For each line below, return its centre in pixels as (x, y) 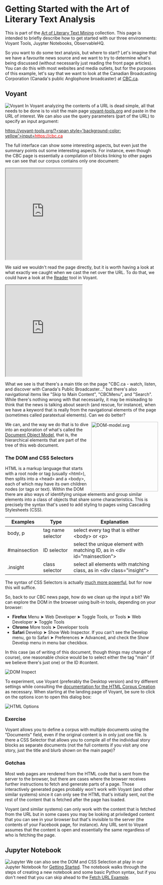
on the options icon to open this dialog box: (48, 697)
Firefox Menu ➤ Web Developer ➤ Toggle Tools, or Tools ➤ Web (77, 617)
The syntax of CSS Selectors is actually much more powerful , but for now (78, 582)
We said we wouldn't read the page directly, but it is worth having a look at (80, 267)
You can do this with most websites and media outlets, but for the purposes (81, 68)
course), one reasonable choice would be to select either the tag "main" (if (80, 657)
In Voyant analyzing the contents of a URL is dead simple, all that (90, 105)
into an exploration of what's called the (44, 430)
